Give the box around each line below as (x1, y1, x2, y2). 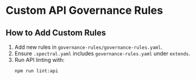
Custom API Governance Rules (5, 4, 163, 17)
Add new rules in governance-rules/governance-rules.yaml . (14, 43, 163, 51)
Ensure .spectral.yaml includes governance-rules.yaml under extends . (14, 50, 191, 57)
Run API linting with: (14, 57, 65, 63)
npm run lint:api (14, 68, 59, 74)
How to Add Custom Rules (5, 28, 106, 38)
